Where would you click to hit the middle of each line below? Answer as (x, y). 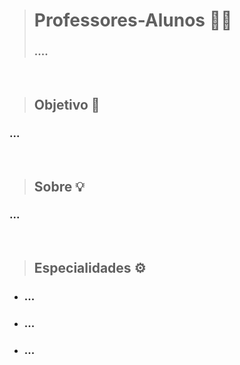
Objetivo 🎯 (67, 104)
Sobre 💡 (59, 186)
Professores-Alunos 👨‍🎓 (133, 20)
